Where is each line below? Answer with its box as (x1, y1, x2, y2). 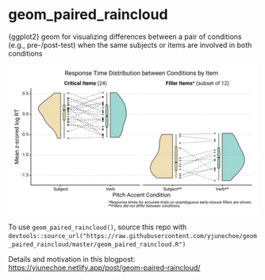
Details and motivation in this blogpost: (8, 255, 136, 264)
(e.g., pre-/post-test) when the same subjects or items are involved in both (8, 40, 252, 49)
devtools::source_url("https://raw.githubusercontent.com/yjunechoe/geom (8, 232, 258, 240)
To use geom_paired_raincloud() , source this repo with (8, 222, 187, 232)
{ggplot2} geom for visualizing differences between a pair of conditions (8, 32, 242, 41)
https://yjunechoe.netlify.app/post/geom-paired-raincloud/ (8, 263, 201, 273)
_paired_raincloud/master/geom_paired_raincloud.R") (8, 240, 186, 249)
